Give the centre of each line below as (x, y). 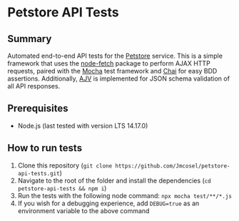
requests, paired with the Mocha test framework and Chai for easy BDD (112, 71)
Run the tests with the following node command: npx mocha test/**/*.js (124, 195)
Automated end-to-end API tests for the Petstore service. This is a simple (115, 56)
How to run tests (45, 148)
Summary (30, 39)
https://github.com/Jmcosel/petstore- (173, 166)
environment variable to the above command (83, 210)
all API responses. (34, 86)
